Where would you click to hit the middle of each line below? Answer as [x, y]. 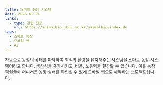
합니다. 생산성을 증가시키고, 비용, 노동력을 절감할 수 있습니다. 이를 [84, 66]
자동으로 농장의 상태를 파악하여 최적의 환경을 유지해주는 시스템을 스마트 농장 [77, 60]
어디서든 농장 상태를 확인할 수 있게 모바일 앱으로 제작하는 [76, 72]
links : [12, 18]
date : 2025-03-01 [23, 14]
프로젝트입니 [143, 72]
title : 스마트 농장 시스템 [28, 9]
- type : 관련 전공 [26, 23]
